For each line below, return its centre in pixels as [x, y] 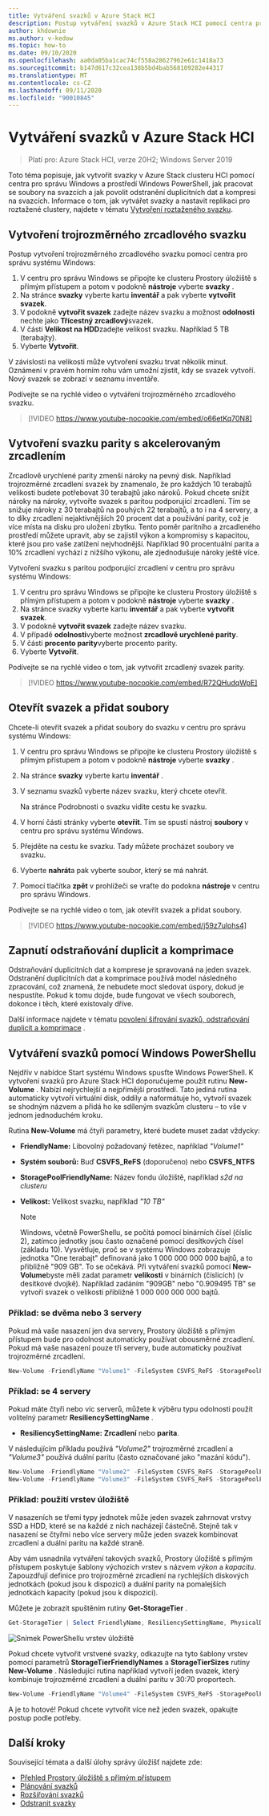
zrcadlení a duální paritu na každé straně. [76, 1542]
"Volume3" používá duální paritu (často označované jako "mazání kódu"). [129, 1456]
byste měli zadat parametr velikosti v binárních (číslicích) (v [145, 1275]
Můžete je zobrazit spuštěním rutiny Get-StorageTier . [98, 1608]
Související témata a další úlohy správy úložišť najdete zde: [105, 1762]
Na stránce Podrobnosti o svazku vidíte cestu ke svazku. [113, 806]
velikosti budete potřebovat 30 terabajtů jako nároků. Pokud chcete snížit [129, 492]
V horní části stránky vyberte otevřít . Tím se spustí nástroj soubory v [134, 822]
